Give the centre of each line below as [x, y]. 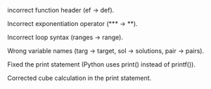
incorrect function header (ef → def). [61, 10]
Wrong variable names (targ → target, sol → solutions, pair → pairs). [106, 51]
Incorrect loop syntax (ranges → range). [65, 37]
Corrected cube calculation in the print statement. [79, 78]
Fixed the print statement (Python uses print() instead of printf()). [101, 64]
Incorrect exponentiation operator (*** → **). [73, 23]
